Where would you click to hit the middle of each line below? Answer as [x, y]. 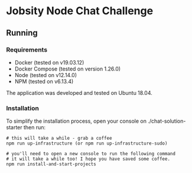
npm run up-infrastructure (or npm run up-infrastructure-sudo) [87, 143]
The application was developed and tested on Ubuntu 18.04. [79, 92]
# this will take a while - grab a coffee [59, 138]
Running [22, 33]
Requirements [27, 50]
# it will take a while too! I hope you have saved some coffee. [88, 159]
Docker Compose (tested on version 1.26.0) [68, 69]
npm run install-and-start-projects [51, 164]
